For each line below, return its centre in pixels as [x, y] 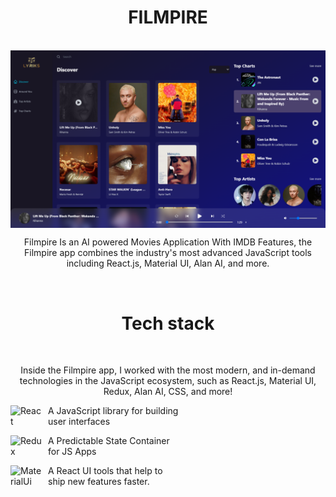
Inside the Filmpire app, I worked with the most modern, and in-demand [168, 370]
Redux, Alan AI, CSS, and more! [168, 392]
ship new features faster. [99, 482]
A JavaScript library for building [113, 411]
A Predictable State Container [109, 441]
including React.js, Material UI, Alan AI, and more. [168, 263]
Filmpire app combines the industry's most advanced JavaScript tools [168, 253]
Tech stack [168, 323]
